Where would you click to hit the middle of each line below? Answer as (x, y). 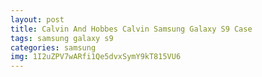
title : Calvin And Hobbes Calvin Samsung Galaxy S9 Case (131, 29)
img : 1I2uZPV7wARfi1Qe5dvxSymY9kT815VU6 (96, 57)
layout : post (37, 19)
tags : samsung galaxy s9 (62, 38)
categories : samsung (53, 47)
